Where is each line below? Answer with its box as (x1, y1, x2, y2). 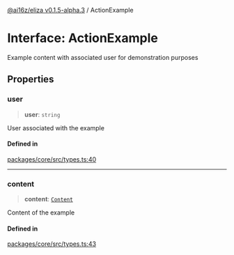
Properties (7, 73, 54, 86)
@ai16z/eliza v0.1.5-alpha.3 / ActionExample (7, 6, 134, 14)
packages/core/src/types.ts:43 (7, 240, 96, 248)
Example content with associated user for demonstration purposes (7, 53, 198, 61)
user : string (24, 110, 61, 118)
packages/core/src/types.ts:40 (7, 155, 97, 163)
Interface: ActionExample (7, 31, 158, 46)
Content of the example (7, 208, 75, 217)
